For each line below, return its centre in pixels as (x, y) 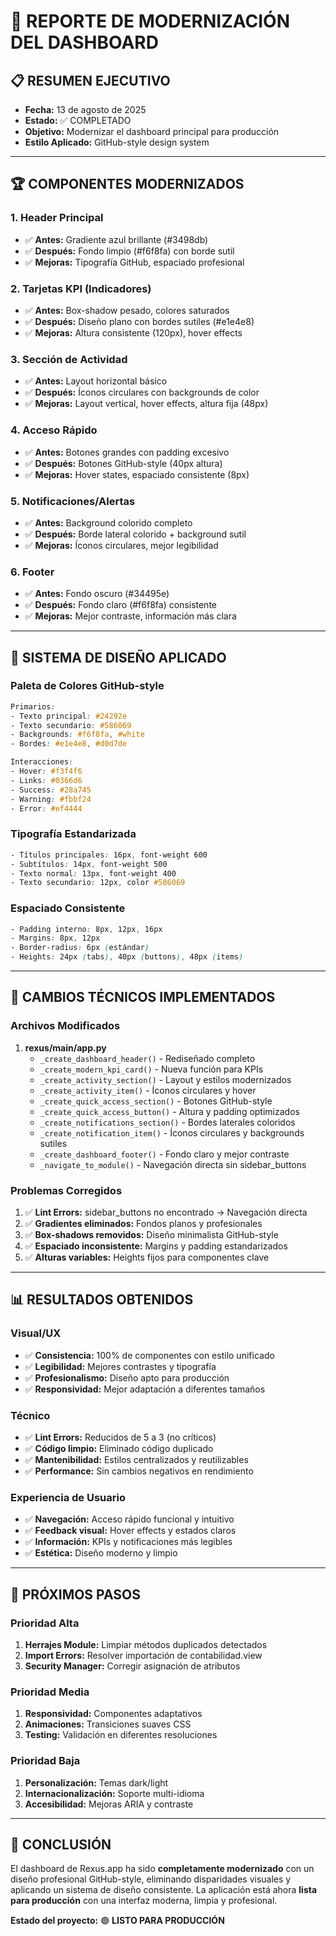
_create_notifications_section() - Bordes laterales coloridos (167, 1122)
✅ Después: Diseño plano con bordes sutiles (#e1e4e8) (139, 321)
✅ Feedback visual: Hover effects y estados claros (130, 1531)
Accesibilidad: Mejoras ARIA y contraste (109, 1804)
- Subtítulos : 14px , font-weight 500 (89, 864)
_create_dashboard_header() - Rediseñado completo (147, 1058)
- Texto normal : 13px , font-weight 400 (93, 873)
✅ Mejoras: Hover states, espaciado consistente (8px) (137, 474)
